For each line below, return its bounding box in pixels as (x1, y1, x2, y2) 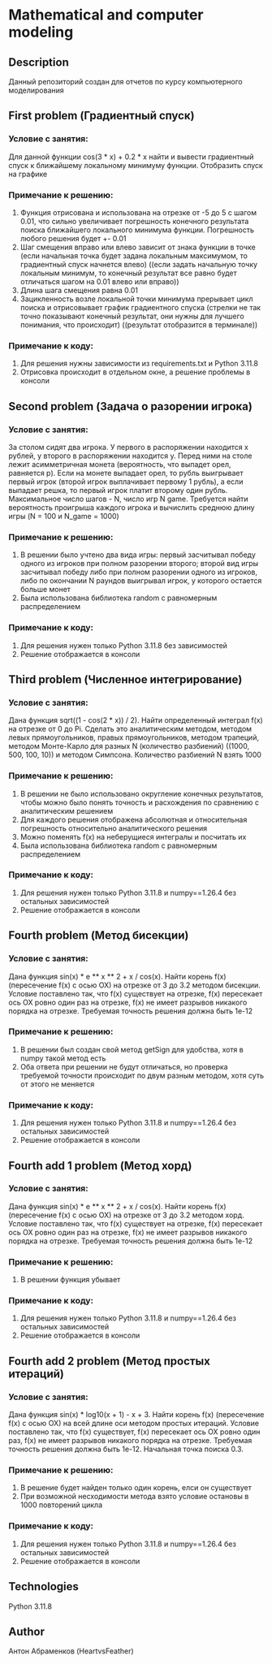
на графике (8, 169, 48, 179)
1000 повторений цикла (19, 1500, 103, 1510)
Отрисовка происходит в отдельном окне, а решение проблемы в (19, 367, 251, 377)
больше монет (19, 585, 71, 594)
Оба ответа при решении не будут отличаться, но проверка (19, 1061, 229, 1071)
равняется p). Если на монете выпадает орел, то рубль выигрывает (8, 468, 244, 478)
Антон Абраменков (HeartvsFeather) (8, 1646, 134, 1656)
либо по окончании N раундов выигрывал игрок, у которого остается (19, 576, 262, 586)
